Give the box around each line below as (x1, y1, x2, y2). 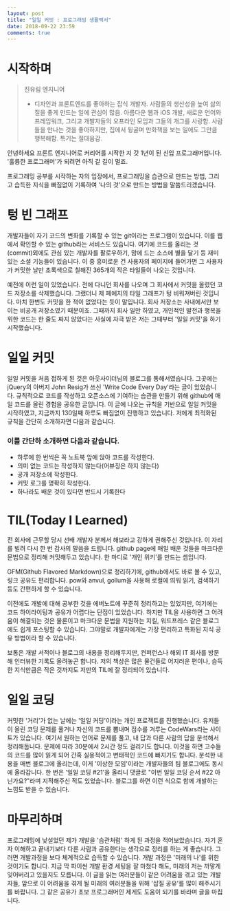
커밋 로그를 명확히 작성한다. (16, 479, 91, 488)
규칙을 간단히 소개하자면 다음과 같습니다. (7, 417, 115, 426)
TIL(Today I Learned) (7, 512, 128, 527)
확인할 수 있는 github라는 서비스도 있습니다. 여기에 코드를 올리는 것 (19, 240, 199, 249)
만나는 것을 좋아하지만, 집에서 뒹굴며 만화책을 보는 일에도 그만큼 (47, 125, 218, 134)
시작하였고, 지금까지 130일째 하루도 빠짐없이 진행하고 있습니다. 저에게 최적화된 (7, 409, 217, 417)
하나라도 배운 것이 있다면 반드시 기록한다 (16, 488, 126, 496)
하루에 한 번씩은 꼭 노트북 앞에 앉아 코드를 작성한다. (16, 453, 154, 461)
